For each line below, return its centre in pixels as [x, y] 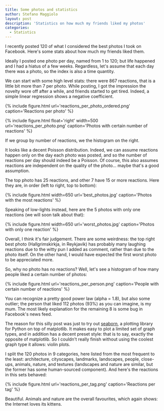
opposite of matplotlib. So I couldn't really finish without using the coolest [79, 339]
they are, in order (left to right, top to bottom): [51, 185]
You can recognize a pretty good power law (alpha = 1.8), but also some [78, 298]
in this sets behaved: [26, 375]
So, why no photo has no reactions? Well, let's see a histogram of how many [82, 269]
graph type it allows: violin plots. [38, 344]
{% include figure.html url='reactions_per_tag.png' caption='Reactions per [80, 384]
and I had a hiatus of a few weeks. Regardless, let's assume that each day [80, 66]
